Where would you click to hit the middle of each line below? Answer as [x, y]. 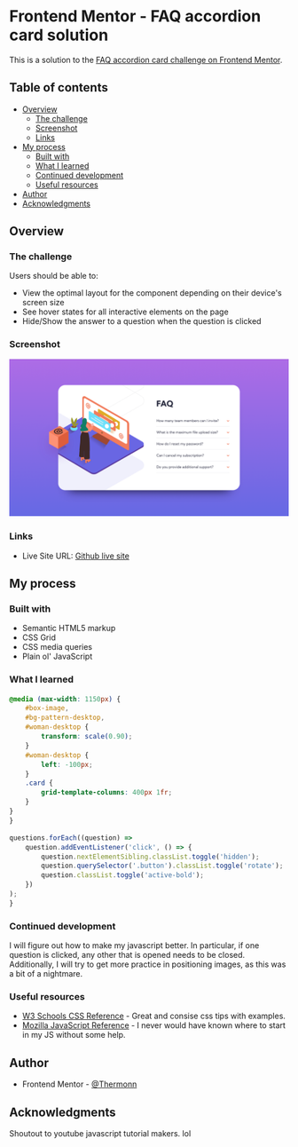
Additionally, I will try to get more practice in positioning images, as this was [148, 964]
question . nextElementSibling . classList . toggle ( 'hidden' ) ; [150, 857]
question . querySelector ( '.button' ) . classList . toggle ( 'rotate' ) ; [162, 866]
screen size [43, 303]
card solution [59, 35]
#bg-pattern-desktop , [65, 718]
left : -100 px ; [67, 764]
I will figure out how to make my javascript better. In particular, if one [134, 945]
